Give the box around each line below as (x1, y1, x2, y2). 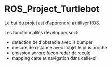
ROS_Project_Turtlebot (4, 3, 100, 15)
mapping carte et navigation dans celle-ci (11, 55, 97, 61)
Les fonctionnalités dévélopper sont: (4, 29, 79, 35)
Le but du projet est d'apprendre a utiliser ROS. (4, 20, 101, 26)
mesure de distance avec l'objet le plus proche (11, 44, 107, 50)
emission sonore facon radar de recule (11, 50, 91, 56)
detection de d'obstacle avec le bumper (11, 39, 93, 45)
